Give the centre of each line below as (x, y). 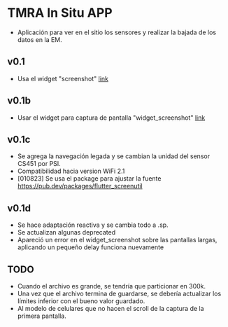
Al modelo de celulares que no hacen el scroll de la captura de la (111, 308)
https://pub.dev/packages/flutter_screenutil (80, 186)
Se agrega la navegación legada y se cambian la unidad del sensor (114, 156)
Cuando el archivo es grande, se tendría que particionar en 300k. (112, 286)
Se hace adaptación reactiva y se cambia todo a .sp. (93, 225)
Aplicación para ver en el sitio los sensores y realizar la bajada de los (117, 32)
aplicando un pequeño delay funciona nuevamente (91, 247)
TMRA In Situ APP (60, 13)
